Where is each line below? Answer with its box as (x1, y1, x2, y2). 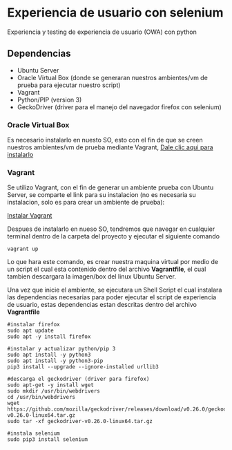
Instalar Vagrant (7, 212, 52, 220)
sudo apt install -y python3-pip (7, 357, 104, 364)
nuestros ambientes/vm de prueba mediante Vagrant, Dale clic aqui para (7, 143, 213, 151)
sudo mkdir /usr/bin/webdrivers (7, 388, 100, 395)
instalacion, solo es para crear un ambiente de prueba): (7, 198, 165, 207)
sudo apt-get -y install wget (7, 382, 95, 388)
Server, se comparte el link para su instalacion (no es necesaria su (7, 191, 197, 199)
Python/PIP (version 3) (17, 95, 82, 104)
